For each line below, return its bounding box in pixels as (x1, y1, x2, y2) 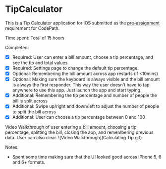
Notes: (5, 144, 19, 150)
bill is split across (12, 98, 48, 104)
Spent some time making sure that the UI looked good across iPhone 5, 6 (12, 154, 162, 160)
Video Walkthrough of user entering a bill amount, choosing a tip (5, 124, 137, 130)
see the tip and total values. (12, 60, 69, 66)
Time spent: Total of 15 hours (5, 35, 64, 41)
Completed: (5, 44, 29, 50)
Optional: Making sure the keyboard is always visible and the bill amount (12, 76, 160, 83)
